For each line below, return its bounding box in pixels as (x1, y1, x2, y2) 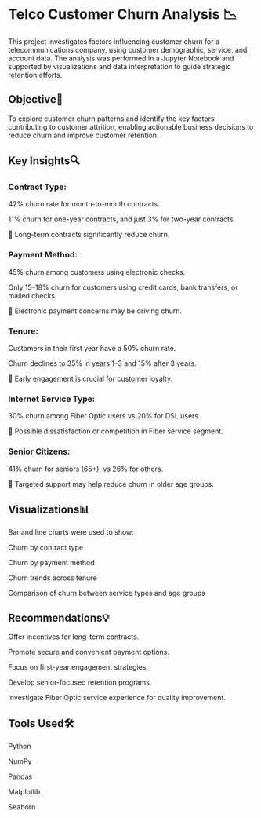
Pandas (8, 772, 33, 781)
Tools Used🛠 (8, 717, 74, 730)
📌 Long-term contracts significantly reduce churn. (8, 230, 170, 239)
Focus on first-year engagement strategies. (8, 663, 149, 672)
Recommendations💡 (8, 611, 110, 624)
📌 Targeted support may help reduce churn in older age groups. (8, 479, 214, 488)
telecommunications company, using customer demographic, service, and (8, 45, 248, 54)
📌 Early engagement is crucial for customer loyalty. (8, 374, 173, 384)
